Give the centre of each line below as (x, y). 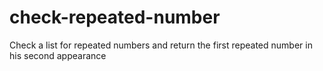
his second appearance (58, 55)
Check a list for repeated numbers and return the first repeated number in (161, 45)
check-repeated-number (115, 17)
